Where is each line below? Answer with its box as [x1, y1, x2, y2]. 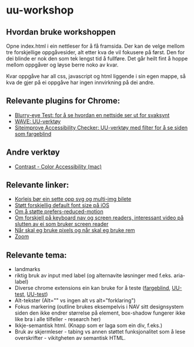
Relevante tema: [6, 250, 67, 260]
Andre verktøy [6, 148, 60, 158]
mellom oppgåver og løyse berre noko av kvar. [6, 61, 119, 68]
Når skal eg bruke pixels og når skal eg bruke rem [14, 227, 135, 234]
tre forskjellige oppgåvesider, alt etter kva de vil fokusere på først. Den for [6, 49, 185, 56]
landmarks [14, 266, 41, 273]
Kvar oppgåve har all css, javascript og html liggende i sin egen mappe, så [6, 73, 186, 79]
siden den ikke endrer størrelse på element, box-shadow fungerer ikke [14, 309, 186, 316]
